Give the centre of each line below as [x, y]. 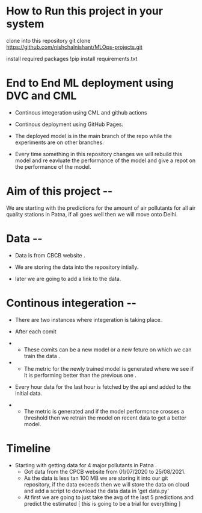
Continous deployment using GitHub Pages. [69, 124]
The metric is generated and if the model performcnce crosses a [104, 411]
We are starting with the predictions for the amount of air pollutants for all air [101, 208]
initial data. [28, 393]
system [25, 24]
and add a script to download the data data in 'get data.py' [96, 491]
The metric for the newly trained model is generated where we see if [109, 368]
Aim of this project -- [60, 191]
